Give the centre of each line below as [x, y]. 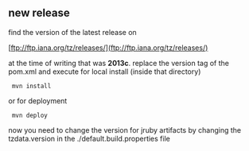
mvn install [31, 86]
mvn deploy [29, 115]
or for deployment [38, 101]
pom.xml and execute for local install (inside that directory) [105, 72]
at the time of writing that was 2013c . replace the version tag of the [119, 63]
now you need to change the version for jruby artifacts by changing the [124, 130]
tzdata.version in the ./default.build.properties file [89, 138]
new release [39, 13]
